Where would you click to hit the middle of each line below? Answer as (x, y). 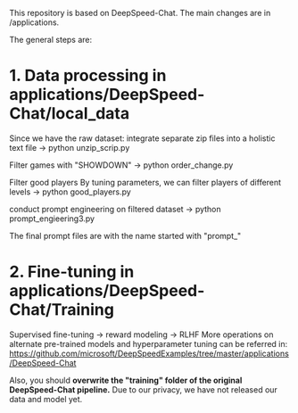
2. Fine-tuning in (72, 272)
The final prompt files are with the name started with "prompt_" (125, 235)
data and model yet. (46, 399)
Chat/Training (62, 310)
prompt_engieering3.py (52, 219)
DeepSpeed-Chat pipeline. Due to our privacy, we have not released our (144, 389)
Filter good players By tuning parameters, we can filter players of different (145, 182)
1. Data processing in (88, 76)
